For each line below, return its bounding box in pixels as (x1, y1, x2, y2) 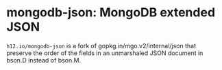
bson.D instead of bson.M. (6, 56, 82, 64)
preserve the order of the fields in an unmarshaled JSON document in (6, 49, 203, 57)
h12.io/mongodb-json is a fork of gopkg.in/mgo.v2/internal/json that (6, 41, 197, 50)
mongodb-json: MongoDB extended (6, 5, 216, 20)
